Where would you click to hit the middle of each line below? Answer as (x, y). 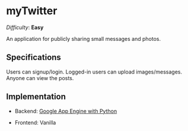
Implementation (36, 97)
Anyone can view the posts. (40, 78)
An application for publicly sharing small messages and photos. (84, 39)
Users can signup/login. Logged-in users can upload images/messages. (94, 72)
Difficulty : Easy (25, 27)
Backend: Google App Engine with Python (66, 111)
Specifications (34, 57)
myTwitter (32, 11)
